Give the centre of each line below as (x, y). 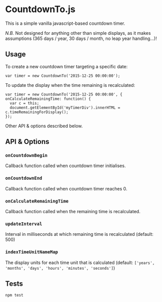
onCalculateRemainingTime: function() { (48, 99)
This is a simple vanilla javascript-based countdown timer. (65, 23)
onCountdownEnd (24, 178)
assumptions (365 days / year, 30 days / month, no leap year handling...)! (81, 38)
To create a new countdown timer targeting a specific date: (66, 66)
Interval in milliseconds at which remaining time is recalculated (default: (79, 234)
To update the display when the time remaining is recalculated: (70, 85)
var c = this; (24, 103)
